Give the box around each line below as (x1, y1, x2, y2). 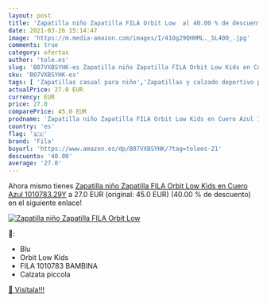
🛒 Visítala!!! (8, 285, 45, 295)
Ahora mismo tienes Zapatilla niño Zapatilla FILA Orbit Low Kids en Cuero (8, 181, 248, 191)
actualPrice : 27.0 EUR (8, 85, 83, 94)
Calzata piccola (19, 269, 71, 279)
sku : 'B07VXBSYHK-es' (8, 71, 80, 79)
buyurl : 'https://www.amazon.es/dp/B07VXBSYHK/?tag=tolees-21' (8, 145, 222, 153)
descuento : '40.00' (8, 152, 73, 160)
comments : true (8, 41, 59, 49)
